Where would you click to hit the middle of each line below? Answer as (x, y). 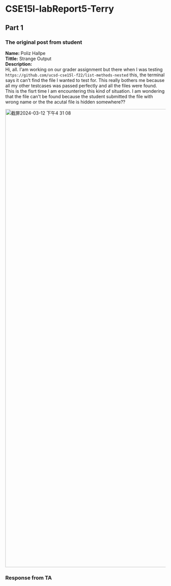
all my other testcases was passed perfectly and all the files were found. (81, 86)
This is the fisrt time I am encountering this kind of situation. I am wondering (85, 91)
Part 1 (15, 28)
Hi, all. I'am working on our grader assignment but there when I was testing (84, 69)
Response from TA (29, 577)
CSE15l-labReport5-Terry (60, 9)
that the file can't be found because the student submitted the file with (79, 96)
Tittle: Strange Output (28, 59)
